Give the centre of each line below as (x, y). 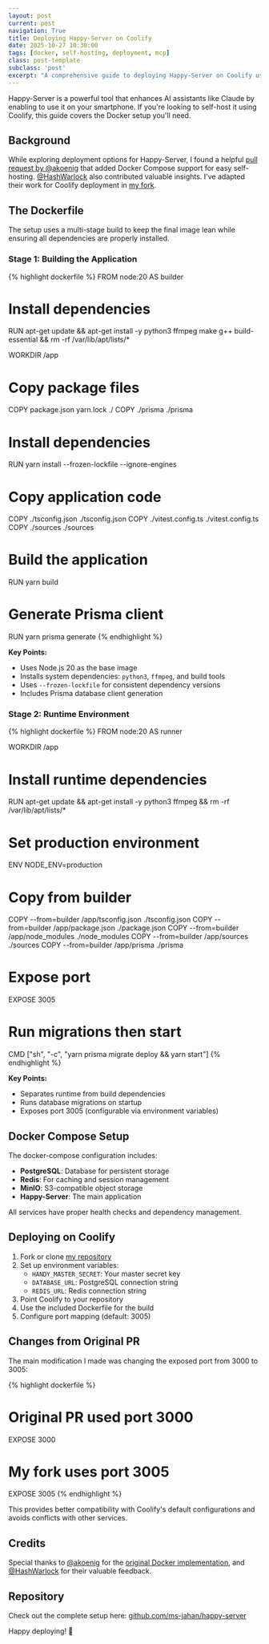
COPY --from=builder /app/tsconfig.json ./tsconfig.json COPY (110, 920)
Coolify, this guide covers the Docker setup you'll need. (100, 115)
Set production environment (104, 842)
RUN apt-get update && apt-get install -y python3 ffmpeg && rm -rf (119, 802)
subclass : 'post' (37, 68)
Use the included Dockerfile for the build (87, 1307)
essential (23, 340)
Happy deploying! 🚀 (41, 1631)
